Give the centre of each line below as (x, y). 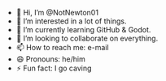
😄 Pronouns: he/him (50, 59)
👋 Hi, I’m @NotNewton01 (57, 13)
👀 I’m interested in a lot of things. (71, 21)
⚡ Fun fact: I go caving (54, 68)
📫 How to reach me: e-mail (62, 47)
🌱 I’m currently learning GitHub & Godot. (83, 30)
